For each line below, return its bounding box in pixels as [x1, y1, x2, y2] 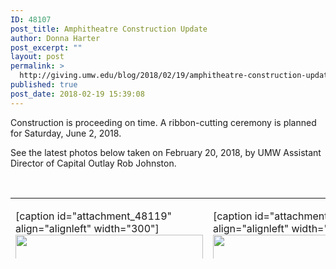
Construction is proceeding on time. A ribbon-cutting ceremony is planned [10, 116, 317, 128]
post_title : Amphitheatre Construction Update [10, 24, 208, 34]
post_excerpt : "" [10, 42, 83, 53]
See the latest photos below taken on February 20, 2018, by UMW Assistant [10, 146, 322, 158]
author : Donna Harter [10, 33, 101, 43]
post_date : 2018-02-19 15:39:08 [10, 89, 145, 99]
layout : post [10, 52, 65, 62]
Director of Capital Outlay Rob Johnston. [10, 157, 177, 169]
